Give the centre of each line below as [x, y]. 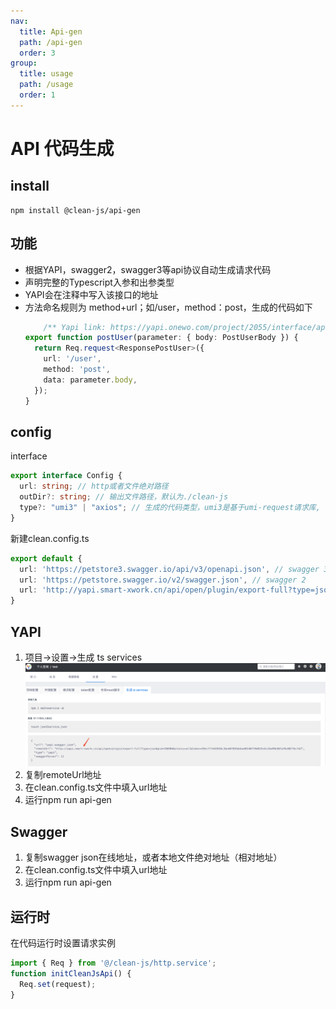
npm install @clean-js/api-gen [75, 210]
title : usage [46, 74]
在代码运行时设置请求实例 [63, 943]
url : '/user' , [72, 359]
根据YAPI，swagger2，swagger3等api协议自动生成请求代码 [148, 269]
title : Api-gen [51, 31]
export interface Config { [66, 476]
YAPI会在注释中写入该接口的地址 [91, 294]
